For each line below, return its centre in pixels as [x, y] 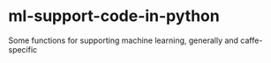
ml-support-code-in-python [114, 16]
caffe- [252, 40]
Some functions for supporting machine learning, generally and [124, 40]
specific [23, 49]
